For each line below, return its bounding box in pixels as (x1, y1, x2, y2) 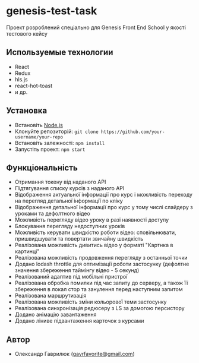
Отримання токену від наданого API (14, 178, 106, 185)
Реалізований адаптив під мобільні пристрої (14, 273, 128, 280)
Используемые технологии (6, 48, 113, 58)
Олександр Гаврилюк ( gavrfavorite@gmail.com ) (14, 351, 135, 358)
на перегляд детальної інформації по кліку (14, 197, 123, 204)
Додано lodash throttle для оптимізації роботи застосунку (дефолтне (14, 260, 189, 268)
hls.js (14, 75, 28, 83)
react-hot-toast (14, 82, 52, 89)
